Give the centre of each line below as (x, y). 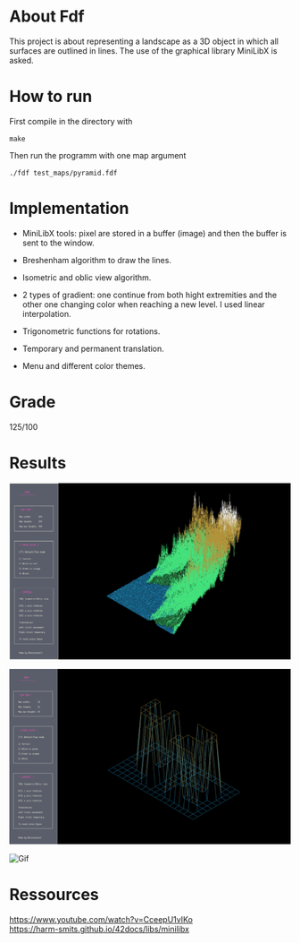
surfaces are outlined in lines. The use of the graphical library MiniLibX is (143, 50)
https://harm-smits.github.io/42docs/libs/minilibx (100, 930)
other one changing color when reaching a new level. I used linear (143, 304)
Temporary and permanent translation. (93, 348)
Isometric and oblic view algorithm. (87, 277)
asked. (21, 60)
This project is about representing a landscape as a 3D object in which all (144, 41)
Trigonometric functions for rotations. (91, 331)
